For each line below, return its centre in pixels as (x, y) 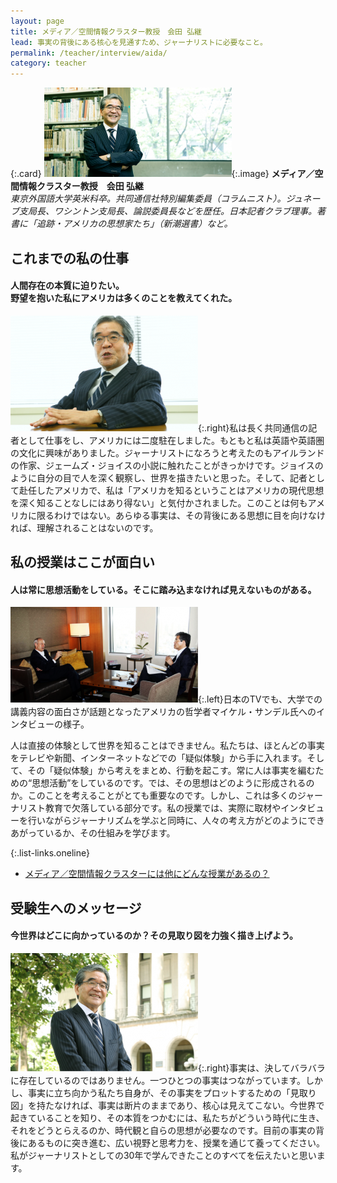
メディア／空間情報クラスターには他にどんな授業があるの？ (147, 874)
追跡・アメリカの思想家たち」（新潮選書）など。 (134, 224)
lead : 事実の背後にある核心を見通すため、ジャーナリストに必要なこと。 (139, 42)
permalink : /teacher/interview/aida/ (89, 53)
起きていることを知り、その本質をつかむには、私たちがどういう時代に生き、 (167, 1117)
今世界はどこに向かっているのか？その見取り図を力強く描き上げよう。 (154, 936)
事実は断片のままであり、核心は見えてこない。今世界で (211, 1105)
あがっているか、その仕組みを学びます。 (93, 833)
